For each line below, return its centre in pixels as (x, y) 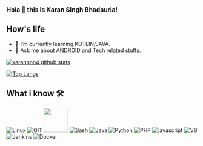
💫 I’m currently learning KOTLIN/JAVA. (63, 44)
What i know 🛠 (35, 94)
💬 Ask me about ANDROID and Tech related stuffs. (78, 50)
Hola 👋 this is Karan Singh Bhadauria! (62, 10)
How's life (26, 29)
